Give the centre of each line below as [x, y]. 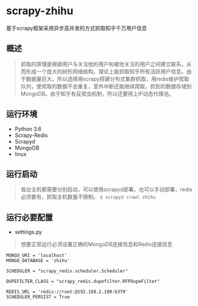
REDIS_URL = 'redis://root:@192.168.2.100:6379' [67, 292]
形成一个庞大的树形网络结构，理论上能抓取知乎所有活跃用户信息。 [106, 71]
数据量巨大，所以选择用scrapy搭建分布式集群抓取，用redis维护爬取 [108, 79]
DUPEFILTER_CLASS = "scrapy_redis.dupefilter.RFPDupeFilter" [83, 282]
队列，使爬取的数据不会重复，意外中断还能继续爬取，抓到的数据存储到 [106, 86]
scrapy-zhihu [40, 11]
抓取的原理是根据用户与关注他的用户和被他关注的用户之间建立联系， [103, 64]
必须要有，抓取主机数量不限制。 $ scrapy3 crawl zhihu [88, 197]
